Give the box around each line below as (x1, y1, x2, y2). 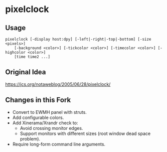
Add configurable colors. (12, 114, 64, 120)
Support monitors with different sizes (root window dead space (20, 130, 151, 136)
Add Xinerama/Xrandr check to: (12, 119, 78, 126)
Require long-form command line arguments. (12, 141, 106, 147)
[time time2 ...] (14, 54, 51, 59)
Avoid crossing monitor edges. (20, 125, 83, 131)
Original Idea (5, 68, 46, 76)
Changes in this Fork (5, 96, 71, 104)
